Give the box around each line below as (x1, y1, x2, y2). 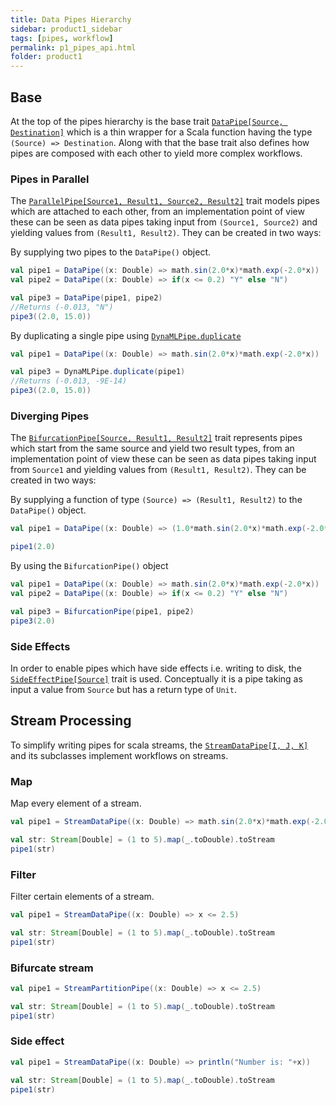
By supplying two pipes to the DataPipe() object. (10, 246, 212, 258)
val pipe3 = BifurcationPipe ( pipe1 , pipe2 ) (10, 606, 195, 616)
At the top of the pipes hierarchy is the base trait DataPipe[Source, (10, 115, 284, 127)
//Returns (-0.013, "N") (10, 302, 114, 312)
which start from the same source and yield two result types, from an (10, 442, 295, 455)
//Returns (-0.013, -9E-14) (10, 376, 128, 386)
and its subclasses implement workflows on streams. (10, 749, 229, 761)
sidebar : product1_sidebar (10, 24, 123, 34)
